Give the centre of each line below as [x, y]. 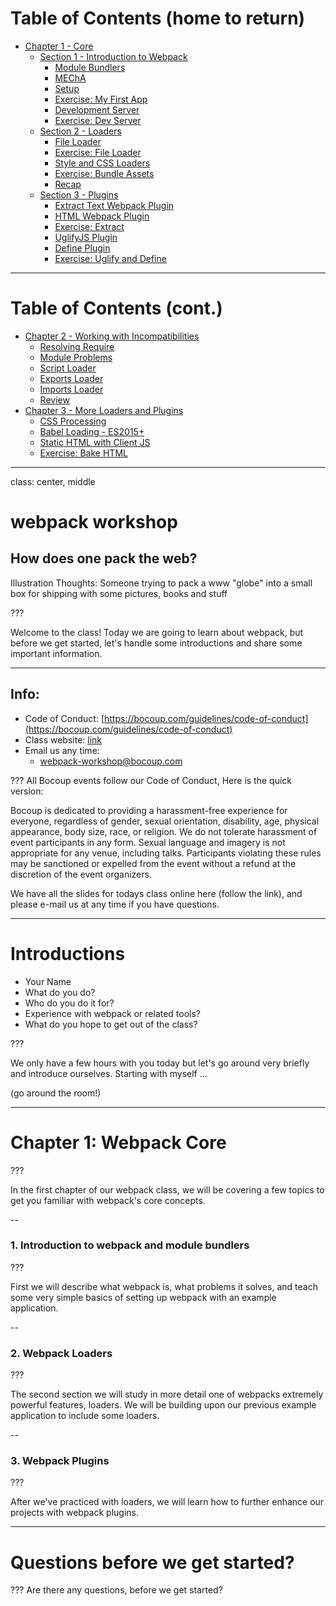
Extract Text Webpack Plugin [114, 205]
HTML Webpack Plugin [102, 216]
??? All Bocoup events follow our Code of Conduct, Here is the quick [151, 780]
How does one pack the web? [104, 558]
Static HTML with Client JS [95, 442]
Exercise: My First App [101, 99]
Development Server [97, 109]
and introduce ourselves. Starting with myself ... [109, 1073]
